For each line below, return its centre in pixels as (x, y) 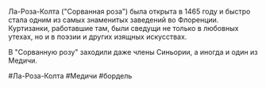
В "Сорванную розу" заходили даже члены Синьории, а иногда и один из (133, 52)
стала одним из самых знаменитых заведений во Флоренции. (114, 20)
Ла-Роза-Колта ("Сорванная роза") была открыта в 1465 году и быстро (129, 11)
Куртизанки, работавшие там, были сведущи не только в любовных (123, 28)
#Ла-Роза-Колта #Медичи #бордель (70, 76)
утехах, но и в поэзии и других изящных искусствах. (98, 36)
